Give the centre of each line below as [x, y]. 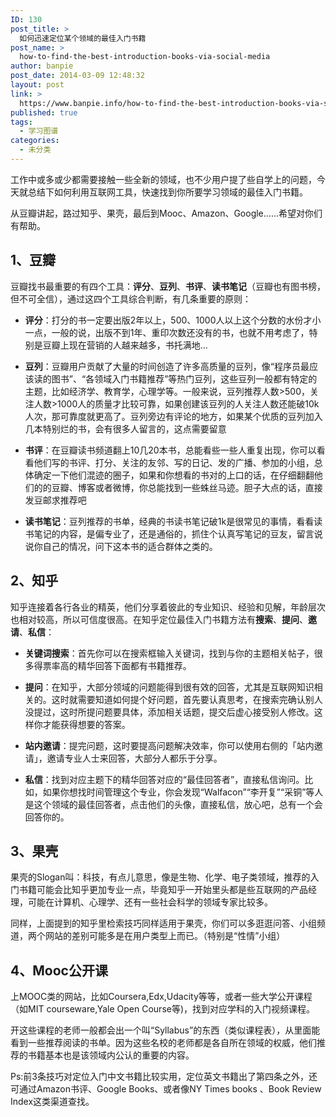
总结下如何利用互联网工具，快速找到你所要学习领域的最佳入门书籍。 [167, 192]
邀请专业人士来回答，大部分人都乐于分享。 [134, 758]
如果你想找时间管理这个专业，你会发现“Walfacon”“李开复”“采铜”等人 [183, 792]
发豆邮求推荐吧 [55, 500]
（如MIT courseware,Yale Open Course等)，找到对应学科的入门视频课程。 [163, 1009]
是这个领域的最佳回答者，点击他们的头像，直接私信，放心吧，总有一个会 [173, 804]
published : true [44, 112]
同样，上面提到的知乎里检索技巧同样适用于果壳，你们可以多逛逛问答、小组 [163, 923]
